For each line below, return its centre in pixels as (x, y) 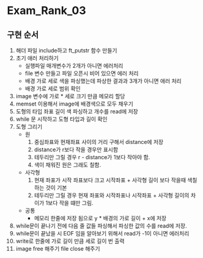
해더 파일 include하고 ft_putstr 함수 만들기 (66, 50)
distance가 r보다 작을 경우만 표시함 (76, 149)
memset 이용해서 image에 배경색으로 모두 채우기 (74, 104)
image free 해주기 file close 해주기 (58, 249)
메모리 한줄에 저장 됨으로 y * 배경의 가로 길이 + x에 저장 (100, 218)
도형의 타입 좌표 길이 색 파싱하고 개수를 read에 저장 (77, 111)
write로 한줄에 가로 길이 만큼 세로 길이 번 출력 (70, 241)
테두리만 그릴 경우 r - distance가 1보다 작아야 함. (92, 157)
